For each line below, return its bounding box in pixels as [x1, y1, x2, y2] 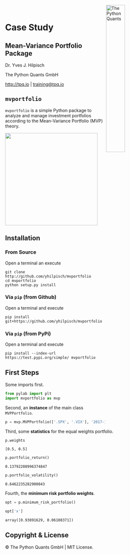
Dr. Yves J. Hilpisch [5, 62, 45, 68]
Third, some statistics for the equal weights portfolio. [5, 428, 114, 434]
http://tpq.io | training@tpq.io [5, 81, 64, 87]
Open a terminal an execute [5, 260, 61, 266]
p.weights [5, 438, 26, 443]
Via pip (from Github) [5, 294, 57, 300]
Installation [5, 234, 40, 242]
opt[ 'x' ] [5, 509, 23, 514]
